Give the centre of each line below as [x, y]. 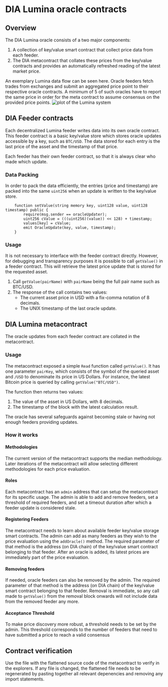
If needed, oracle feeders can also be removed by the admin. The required [82, 580]
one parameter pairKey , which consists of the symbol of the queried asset [82, 371]
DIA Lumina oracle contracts [66, 9]
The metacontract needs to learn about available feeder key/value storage [82, 531]
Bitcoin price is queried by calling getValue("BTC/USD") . [63, 382]
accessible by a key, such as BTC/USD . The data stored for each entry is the [83, 141]
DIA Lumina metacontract [46, 324]
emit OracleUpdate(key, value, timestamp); [70, 228]
